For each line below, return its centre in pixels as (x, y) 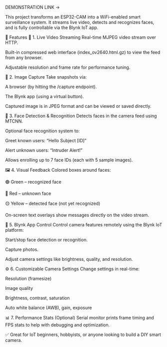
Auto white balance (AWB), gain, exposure (49, 308)
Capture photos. (22, 249)
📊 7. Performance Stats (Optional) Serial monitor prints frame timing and (80, 318)
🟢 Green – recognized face (33, 182)
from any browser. (24, 58)
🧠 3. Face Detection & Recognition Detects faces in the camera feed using (81, 116)
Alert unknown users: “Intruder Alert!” (44, 150)
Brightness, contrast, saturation (37, 298)
